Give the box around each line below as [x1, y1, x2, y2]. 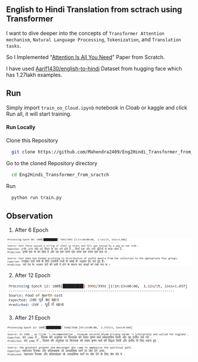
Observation [6, 210, 53, 221]
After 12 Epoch [14, 271, 51, 279]
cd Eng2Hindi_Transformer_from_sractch [11, 172, 110, 177]
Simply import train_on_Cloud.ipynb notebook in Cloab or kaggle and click [6, 104, 187, 111]
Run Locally [6, 124, 36, 131]
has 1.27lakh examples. [6, 71, 62, 78]
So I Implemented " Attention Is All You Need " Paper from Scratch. [6, 53, 165, 61]
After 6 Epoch [14, 226, 49, 233]
